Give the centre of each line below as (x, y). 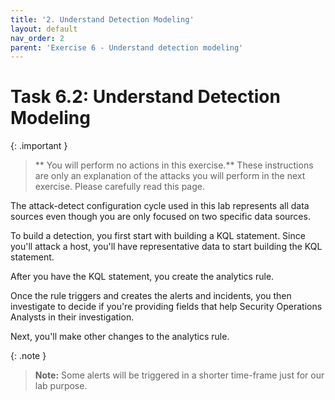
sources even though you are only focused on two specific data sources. (160, 217)
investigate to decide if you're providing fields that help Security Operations (166, 307)
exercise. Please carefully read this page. (120, 187)
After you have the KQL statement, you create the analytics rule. (142, 277)
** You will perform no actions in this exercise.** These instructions (174, 165)
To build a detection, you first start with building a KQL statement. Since (158, 236)
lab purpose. (61, 386)
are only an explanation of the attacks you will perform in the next (170, 176)
